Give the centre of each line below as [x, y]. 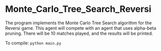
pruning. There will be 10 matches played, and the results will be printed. [79, 33]
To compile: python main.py [33, 43]
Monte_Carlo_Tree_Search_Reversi [78, 9]
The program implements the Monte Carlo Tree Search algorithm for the [79, 23]
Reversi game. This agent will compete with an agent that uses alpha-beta [81, 28]
